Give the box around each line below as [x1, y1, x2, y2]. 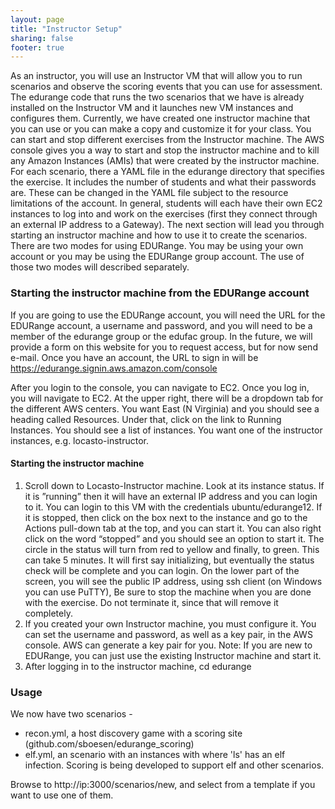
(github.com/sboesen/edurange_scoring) [24, 738, 195, 750]
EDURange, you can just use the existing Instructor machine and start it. [24, 649, 322, 661]
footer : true [10, 42, 65, 53]
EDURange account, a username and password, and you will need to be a [10, 319, 313, 331]
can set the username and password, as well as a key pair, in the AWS [24, 628, 313, 640]
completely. [24, 607, 73, 619]
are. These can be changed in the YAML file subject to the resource [10, 187, 289, 199]
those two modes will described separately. [10, 261, 190, 273]
